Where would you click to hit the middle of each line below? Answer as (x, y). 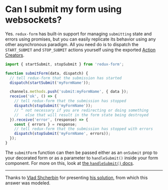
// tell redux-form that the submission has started (66, 78)
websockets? (33, 20)
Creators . (15, 55)
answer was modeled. (28, 183)
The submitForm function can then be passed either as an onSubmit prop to (81, 152)
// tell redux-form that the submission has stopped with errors (84, 129)
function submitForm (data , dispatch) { (47, 73)
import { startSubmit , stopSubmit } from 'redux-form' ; (64, 64)
